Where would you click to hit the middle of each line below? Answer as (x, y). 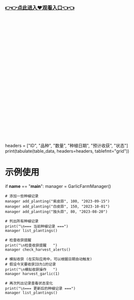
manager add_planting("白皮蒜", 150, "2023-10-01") (57, 207)
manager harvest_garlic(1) (32, 274)
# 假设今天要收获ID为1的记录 (30, 265)
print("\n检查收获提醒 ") (31, 246)
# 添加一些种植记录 (22, 196)
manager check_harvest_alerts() (38, 250)
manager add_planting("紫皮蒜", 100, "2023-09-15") (57, 202)
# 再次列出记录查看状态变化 (29, 283)
